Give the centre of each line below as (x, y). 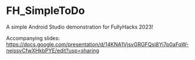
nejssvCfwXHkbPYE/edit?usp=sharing (53, 50)
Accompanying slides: (33, 38)
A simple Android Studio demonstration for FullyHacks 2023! (80, 27)
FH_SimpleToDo (46, 11)
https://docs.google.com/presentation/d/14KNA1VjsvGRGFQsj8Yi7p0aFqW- (97, 44)
